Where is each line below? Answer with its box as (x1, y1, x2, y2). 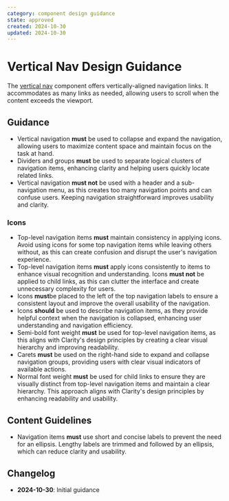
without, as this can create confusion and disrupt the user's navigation (17, 248, 217, 256)
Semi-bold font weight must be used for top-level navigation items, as (17, 329, 217, 337)
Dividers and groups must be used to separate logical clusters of (17, 156, 201, 165)
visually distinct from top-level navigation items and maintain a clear (17, 380, 210, 388)
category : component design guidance (7, 10, 116, 17)
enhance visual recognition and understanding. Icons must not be (17, 270, 205, 278)
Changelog (7, 467, 56, 479)
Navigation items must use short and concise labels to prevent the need (17, 433, 221, 441)
